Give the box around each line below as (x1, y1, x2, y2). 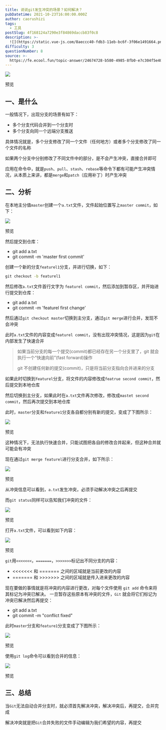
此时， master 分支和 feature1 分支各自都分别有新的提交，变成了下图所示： (5, 409, 153, 415)
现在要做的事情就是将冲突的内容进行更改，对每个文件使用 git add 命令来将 (5, 585, 157, 591)
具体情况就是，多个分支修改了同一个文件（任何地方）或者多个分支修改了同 (5, 139, 157, 145)
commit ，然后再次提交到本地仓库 (5, 398, 71, 404)
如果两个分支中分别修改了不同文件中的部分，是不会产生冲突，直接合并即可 (5, 156, 157, 161)
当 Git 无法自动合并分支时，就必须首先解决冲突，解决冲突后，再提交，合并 (5, 703, 155, 709)
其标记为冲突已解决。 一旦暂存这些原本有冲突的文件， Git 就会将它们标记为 (5, 591, 157, 597)
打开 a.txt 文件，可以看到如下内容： (5, 527, 77, 533)
